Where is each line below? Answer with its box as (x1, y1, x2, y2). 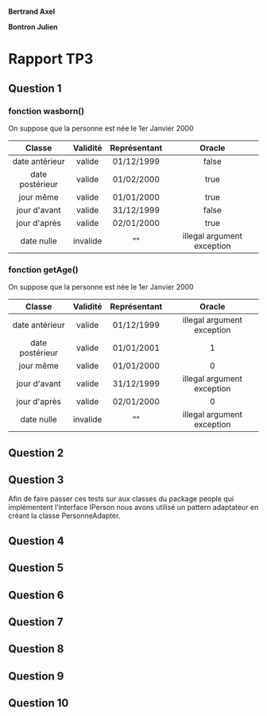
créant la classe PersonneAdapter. (8, 511, 121, 520)
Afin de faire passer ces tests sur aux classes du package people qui (8, 494, 234, 504)
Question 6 (8, 588, 64, 601)
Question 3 (8, 473, 64, 486)
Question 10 (8, 696, 69, 710)
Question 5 (8, 561, 64, 575)
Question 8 (8, 642, 64, 656)
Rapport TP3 (8, 50, 94, 68)
